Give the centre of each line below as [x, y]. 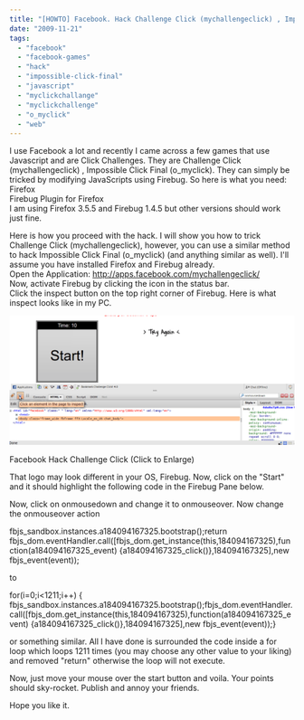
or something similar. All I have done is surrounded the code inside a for [143, 641]
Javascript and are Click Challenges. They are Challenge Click [125, 161]
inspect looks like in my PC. [61, 303]
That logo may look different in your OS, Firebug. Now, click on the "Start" [147, 477]
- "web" [32, 124]
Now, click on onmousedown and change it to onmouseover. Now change [147, 504]
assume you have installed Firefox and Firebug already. [112, 265]
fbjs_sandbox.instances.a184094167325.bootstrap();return [119, 531]
